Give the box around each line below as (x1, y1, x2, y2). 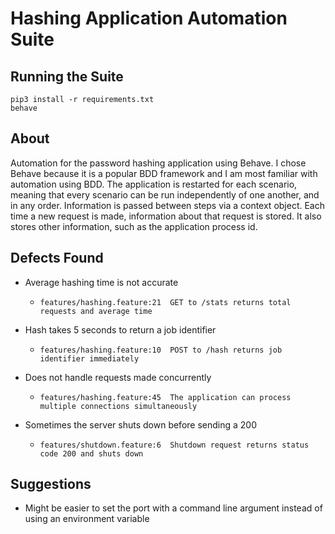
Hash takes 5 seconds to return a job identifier (24, 323, 217, 336)
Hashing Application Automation (10, 7, 288, 30)
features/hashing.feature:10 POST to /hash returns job (39, 345, 283, 355)
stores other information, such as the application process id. (10, 220, 258, 232)
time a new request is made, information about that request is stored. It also (10, 210, 322, 222)
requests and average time (39, 306, 153, 316)
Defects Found (10, 250, 104, 267)
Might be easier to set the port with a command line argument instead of (24, 502, 323, 514)
